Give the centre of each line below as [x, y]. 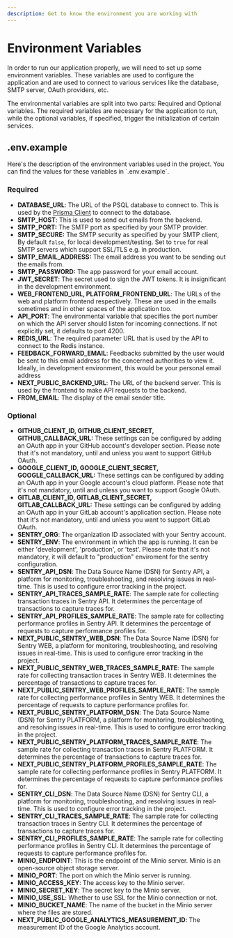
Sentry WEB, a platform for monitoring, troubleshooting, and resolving [117, 645]
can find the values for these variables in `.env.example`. [88, 172]
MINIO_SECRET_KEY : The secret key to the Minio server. [99, 890]
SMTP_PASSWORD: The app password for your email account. [108, 271]
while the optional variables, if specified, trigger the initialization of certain [113, 118]
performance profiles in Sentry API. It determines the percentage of [114, 623]
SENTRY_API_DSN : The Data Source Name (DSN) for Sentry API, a [113, 571]
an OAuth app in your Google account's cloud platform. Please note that [120, 483]
